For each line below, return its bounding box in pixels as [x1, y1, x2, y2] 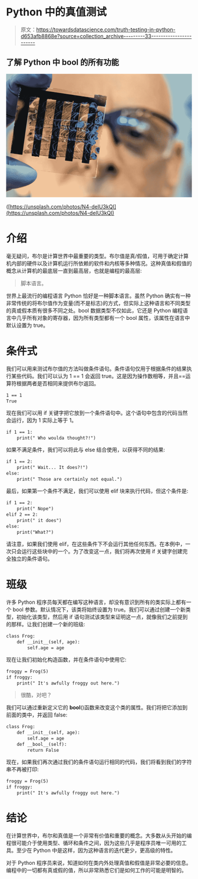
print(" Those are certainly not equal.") [16, 476, 123, 482]
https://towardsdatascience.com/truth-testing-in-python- [36, 26, 176, 33]
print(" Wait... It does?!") [16, 464, 88, 470]
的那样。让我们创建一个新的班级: [6, 620, 85, 627]
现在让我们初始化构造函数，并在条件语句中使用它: [6, 656, 127, 663]
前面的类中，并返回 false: [6, 711, 68, 718]
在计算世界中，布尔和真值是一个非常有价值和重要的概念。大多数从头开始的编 [6, 832, 192, 839]
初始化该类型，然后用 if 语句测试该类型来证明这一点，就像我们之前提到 [16, 613, 188, 620]
